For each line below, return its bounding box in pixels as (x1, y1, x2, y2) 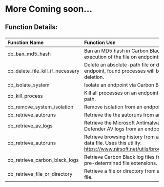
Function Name (7, 39, 44, 46)
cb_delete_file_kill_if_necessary (7, 67, 80, 74)
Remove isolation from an (84, 104, 143, 110)
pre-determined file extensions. (84, 160, 158, 166)
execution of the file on (84, 53, 137, 60)
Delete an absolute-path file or (84, 61, 155, 68)
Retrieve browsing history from (84, 133, 155, 140)
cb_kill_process (7, 92, 43, 99)
